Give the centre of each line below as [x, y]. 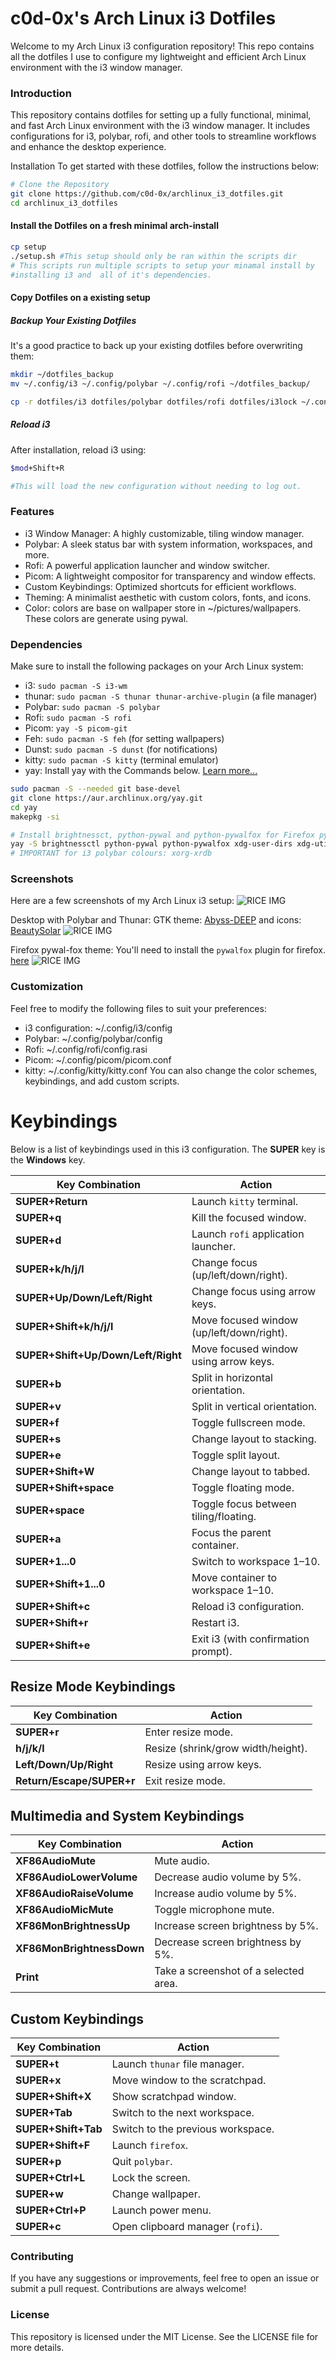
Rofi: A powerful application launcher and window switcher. [147, 565]
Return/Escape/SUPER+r [75, 1780]
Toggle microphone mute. [214, 1910]
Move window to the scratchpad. [189, 2080]
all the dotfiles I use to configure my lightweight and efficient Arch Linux [158, 56]
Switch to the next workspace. [183, 2113]
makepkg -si [35, 817]
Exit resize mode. [185, 1780]
